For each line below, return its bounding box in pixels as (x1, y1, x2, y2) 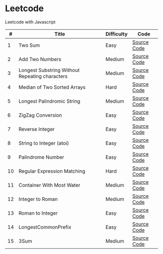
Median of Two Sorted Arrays (18, 84, 86, 91)
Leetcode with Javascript (5, 19, 56, 25)
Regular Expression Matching (18, 167, 86, 174)
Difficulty (105, 30, 128, 37)
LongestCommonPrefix (18, 223, 71, 230)
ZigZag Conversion (18, 111, 62, 118)
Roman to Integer (18, 210, 58, 217)
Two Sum (18, 42, 40, 49)
